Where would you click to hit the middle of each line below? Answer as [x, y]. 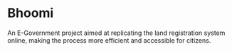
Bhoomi [31, 13]
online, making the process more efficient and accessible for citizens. [109, 40]
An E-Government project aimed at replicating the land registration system [116, 33]
